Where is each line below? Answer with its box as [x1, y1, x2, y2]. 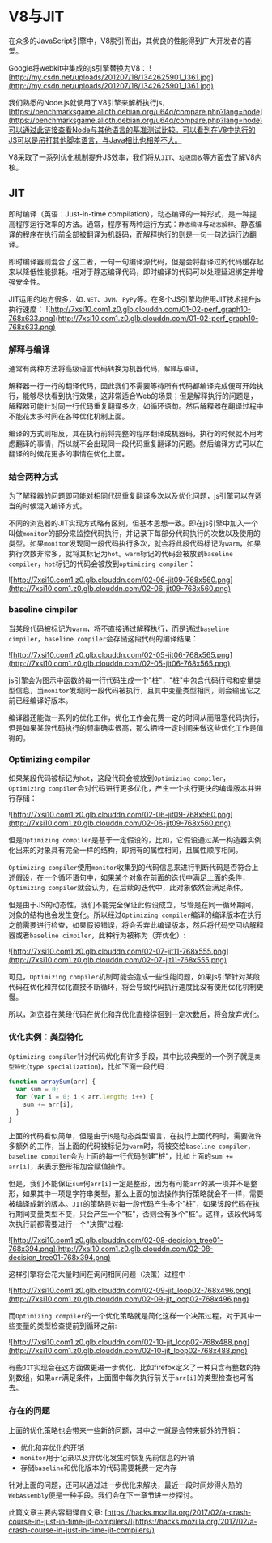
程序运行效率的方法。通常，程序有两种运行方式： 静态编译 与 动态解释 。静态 [15, 219, 256, 229]
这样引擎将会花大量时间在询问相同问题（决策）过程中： [8, 1270, 193, 1279]
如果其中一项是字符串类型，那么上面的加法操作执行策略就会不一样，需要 [22, 1189, 264, 1198]
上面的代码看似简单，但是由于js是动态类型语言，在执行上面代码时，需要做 [8, 1131, 255, 1141]
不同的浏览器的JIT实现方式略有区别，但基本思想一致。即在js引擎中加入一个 [8, 518, 259, 528]
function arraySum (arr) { [8, 1078, 96, 1087]
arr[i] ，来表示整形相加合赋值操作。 [8, 1161, 130, 1172]
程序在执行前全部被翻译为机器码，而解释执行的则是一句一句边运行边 [22, 229, 249, 239]
